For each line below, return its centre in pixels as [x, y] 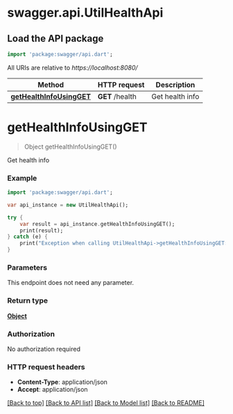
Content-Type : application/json [62, 382]
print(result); [42, 231]
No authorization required [44, 349]
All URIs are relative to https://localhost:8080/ [72, 67]
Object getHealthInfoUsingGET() [70, 147]
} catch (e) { [28, 237]
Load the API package [55, 39]
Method [51, 85]
